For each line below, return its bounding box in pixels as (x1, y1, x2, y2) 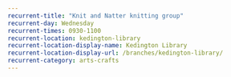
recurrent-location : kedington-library (7, 34, 141, 43)
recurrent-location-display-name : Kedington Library (7, 42, 188, 50)
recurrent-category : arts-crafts (7, 57, 120, 65)
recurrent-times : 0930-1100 (7, 26, 102, 34)
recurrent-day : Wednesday (7, 19, 94, 27)
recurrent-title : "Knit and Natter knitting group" (7, 11, 184, 20)
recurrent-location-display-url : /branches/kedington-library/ (7, 49, 224, 57)
